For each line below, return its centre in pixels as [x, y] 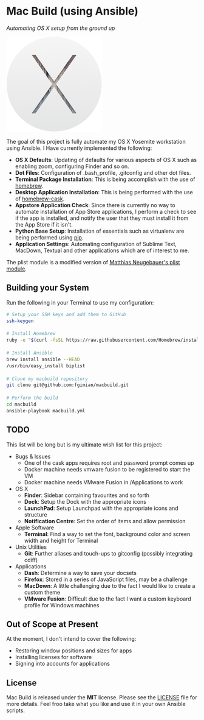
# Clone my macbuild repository [47, 379]
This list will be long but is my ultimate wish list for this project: [84, 444]
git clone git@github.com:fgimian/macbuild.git [68, 385]
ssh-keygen [20, 321]
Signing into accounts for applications [63, 664]
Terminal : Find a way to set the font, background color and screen [107, 534]
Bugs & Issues [33, 456]
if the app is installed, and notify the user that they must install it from [102, 218]
